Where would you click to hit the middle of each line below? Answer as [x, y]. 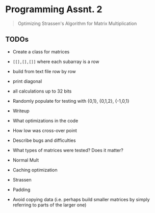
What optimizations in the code [45, 120]
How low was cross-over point [45, 130]
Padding [21, 190]
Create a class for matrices [41, 51]
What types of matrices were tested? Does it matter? [68, 150]
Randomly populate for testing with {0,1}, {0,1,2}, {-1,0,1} [71, 101]
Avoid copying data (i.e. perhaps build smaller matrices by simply [81, 199]
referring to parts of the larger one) [49, 205]
